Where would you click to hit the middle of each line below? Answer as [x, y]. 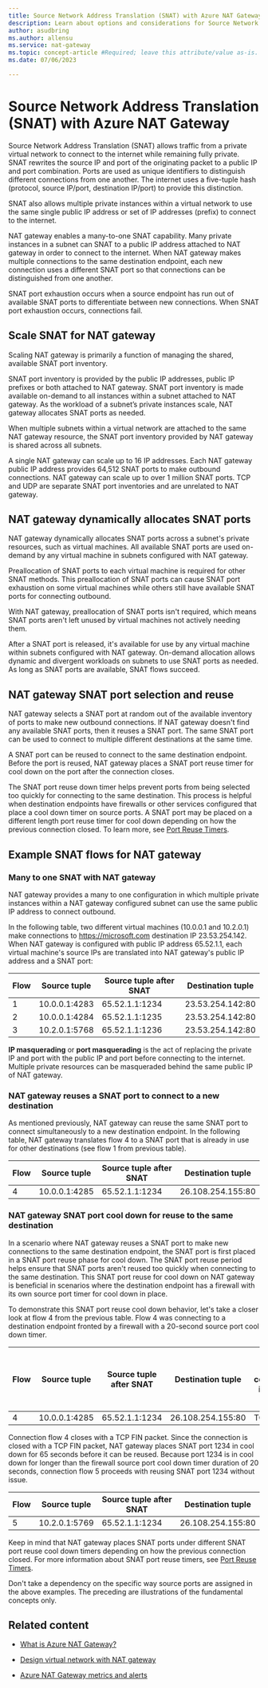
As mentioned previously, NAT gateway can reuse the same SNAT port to [128, 1123]
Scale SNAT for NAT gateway [82, 336]
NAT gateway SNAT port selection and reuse [121, 694]
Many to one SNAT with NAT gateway [82, 877]
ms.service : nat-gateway [49, 45]
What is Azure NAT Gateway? [68, 1644]
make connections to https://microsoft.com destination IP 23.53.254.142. [128, 935]
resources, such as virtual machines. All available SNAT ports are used [124, 547]
